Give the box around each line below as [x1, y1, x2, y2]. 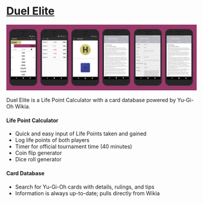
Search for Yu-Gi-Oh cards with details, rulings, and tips [14, 183, 155, 190]
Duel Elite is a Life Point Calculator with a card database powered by [6, 97, 176, 104]
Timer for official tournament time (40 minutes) [14, 143, 132, 150]
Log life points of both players [14, 137, 89, 144]
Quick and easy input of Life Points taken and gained [14, 130, 147, 137]
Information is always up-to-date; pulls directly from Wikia [14, 189, 160, 197]
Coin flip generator [14, 149, 62, 156]
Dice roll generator [14, 156, 62, 163]
